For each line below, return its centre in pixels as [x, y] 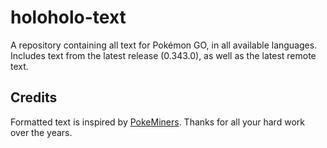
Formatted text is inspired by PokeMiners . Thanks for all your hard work [157, 122]
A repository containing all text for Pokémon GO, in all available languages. [164, 45]
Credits [34, 97]
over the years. [41, 132]
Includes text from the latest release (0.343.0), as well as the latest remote [163, 55]
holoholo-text [68, 17]
